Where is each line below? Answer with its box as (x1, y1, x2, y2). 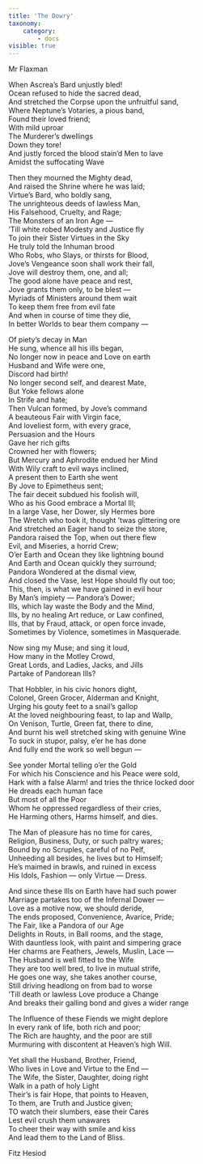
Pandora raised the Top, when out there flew (8, 533, 157, 542)
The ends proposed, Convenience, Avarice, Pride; (8, 912, 175, 922)
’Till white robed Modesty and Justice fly (8, 224, 144, 235)
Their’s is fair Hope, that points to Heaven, (8, 1090, 149, 1099)
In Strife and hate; (8, 395, 68, 405)
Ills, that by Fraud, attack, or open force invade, (8, 618, 166, 628)
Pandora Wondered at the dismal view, (8, 567, 137, 577)
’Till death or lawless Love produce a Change (8, 989, 159, 1000)
